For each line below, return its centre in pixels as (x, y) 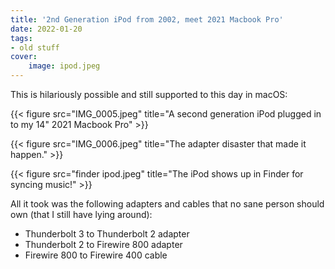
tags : (21, 38)
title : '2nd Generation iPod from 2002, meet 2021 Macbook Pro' (147, 19)
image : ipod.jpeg (64, 66)
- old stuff (35, 47)
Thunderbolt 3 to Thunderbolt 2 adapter (107, 234)
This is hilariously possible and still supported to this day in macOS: (149, 94)
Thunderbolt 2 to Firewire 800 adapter (103, 244)
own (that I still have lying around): (81, 214)
